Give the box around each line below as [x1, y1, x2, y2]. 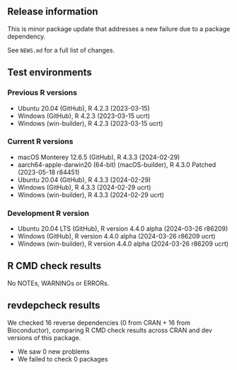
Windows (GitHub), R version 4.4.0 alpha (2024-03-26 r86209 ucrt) [17, 232, 216, 241]
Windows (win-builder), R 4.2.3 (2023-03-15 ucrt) [17, 119, 163, 127]
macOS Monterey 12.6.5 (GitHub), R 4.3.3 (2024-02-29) [17, 153, 180, 161]
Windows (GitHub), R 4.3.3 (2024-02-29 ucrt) [17, 183, 151, 191]
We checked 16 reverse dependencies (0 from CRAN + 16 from [7, 318, 191, 327]
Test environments [7, 67, 92, 79]
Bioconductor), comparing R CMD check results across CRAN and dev [7, 326, 212, 334]
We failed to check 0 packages [17, 354, 108, 363]
